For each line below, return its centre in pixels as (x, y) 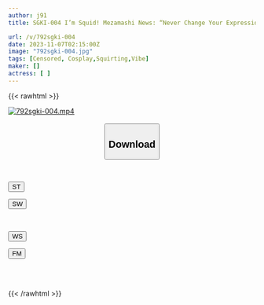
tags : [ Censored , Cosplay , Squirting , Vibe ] (79, 59)
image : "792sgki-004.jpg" (50, 52)
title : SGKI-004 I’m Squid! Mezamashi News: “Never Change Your (115, 23)
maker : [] (24, 66)
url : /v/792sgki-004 (42, 37)
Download (132, 144)
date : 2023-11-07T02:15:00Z (54, 44)
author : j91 (27, 15)
